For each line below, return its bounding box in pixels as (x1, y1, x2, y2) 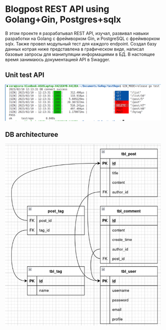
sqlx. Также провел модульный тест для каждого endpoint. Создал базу (5, 41, 157, 46)
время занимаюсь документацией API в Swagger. (5, 56, 110, 62)
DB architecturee (5, 130, 58, 139)
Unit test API (5, 71, 44, 80)
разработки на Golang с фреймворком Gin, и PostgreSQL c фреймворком (5, 36, 160, 41)
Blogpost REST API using (5, 3, 110, 15)
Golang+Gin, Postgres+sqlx (5, 14, 121, 25)
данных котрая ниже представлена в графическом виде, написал (5, 46, 144, 52)
